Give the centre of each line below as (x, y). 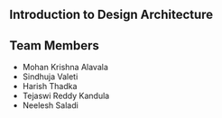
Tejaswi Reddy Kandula (66, 96)
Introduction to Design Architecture (111, 15)
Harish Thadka (50, 86)
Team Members (54, 45)
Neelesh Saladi (50, 105)
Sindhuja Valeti (50, 77)
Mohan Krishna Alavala (65, 68)
